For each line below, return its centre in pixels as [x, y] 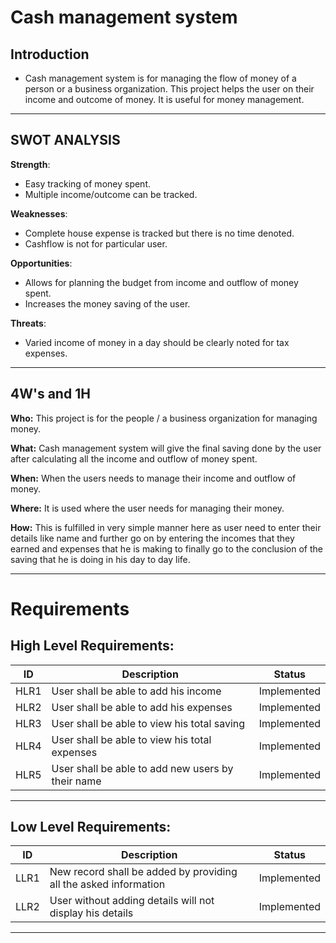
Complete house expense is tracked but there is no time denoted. [159, 233]
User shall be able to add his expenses [142, 707]
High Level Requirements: [92, 646]
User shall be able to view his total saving [148, 723]
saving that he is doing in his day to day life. [100, 559]
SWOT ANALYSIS [65, 140]
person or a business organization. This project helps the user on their [169, 89]
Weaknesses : [39, 213]
